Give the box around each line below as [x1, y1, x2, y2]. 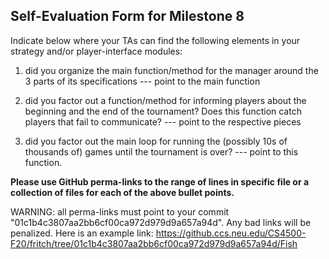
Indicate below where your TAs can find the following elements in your [10, 34, 301, 46]
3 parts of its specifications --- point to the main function [24, 75, 261, 87]
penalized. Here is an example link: [10, 227, 154, 239]
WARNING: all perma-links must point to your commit [10, 205, 230, 218]
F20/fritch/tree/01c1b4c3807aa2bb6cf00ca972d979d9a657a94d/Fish [10, 237, 298, 249]
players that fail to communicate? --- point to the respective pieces [24, 115, 302, 128]
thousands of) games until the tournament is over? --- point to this [24, 145, 299, 158]
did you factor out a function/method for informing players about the [24, 94, 307, 106]
